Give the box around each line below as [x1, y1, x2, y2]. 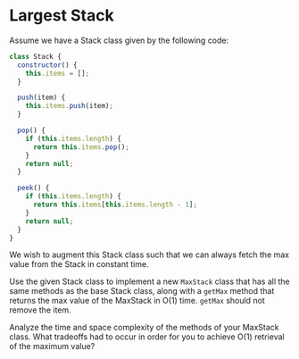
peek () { [17, 184, 50, 193]
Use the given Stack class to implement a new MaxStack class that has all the [9, 276, 290, 287]
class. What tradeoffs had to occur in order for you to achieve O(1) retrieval [9, 331, 285, 342]
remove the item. [9, 305, 71, 315]
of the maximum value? [9, 341, 96, 352]
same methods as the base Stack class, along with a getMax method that [9, 286, 275, 296]
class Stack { [9, 52, 62, 61]
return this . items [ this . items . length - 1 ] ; [32, 200, 198, 210]
